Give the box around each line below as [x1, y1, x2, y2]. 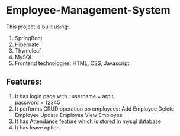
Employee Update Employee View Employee [14, 111, 123, 118]
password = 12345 [14, 99, 60, 106]
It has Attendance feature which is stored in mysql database [14, 118, 162, 125]
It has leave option [14, 124, 60, 131]
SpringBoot [14, 34, 43, 41]
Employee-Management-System [6, 4, 171, 17]
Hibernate [14, 41, 40, 48]
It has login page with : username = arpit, [14, 92, 115, 99]
